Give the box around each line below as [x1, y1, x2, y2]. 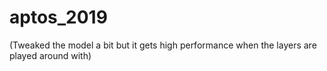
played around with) [9, 49, 92, 61]
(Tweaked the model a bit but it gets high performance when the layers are [9, 39, 317, 51]
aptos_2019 [9, 6, 108, 29]
